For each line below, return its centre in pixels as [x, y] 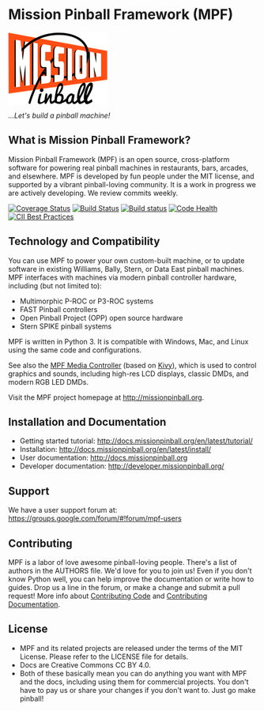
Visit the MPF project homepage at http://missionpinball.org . [106, 397]
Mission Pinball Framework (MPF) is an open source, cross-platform [119, 159]
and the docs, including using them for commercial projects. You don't [134, 682]
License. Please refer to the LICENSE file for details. [104, 656]
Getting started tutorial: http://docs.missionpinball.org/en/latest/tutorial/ [136, 441]
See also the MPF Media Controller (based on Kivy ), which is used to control [132, 365]
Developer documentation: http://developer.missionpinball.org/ [122, 466]
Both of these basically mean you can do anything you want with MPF [133, 673]
